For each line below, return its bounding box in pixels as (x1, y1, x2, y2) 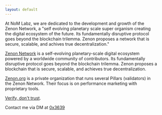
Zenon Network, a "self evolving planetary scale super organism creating (5, 25, 151, 32)
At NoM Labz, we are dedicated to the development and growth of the (5, 20, 145, 26)
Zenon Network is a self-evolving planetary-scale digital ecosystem (5, 50, 140, 56)
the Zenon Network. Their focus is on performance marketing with (5, 81, 137, 86)
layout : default (5, 7, 38, 12)
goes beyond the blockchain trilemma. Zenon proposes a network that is (5, 36, 149, 42)
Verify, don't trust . (5, 95, 41, 101)
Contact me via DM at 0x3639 (5, 104, 65, 110)
